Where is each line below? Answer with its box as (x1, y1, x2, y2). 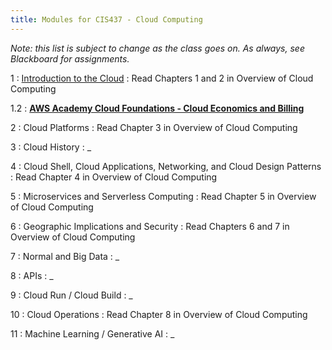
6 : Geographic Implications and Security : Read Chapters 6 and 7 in (10, 220, 290, 232)
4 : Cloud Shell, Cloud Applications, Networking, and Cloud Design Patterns (10, 160, 322, 172)
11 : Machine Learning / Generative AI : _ (10, 327, 175, 340)
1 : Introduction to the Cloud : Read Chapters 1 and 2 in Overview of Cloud (10, 72, 314, 84)
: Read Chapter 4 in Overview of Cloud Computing (10, 171, 218, 183)
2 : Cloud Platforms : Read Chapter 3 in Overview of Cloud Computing (10, 121, 298, 133)
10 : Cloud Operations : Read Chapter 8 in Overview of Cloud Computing (10, 308, 308, 320)
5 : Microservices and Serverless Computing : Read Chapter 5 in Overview (10, 190, 317, 202)
